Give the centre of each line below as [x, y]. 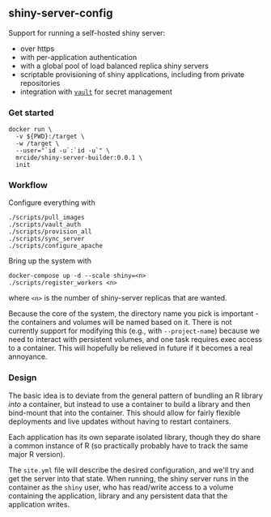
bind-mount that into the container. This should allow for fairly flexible [125, 412]
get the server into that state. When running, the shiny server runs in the [129, 478]
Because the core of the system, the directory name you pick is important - [133, 314]
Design [23, 378]
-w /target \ [38, 144]
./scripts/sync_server [47, 239]
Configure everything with [52, 203]
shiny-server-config [61, 13]
